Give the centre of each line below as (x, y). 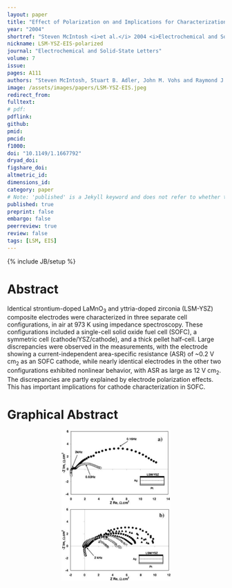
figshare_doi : (28, 168)
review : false (28, 234)
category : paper (30, 190)
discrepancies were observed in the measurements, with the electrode (108, 347)
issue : (17, 66)
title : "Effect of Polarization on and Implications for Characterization (117, 22)
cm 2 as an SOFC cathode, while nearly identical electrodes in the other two (114, 362)
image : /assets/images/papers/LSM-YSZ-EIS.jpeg (77, 88)
